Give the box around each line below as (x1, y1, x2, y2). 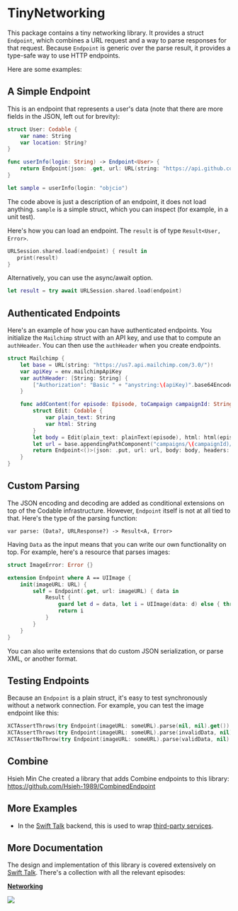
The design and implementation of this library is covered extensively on (7, 861, 216, 869)
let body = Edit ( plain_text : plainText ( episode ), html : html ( (33, 434, 220, 441)
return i (57, 607, 84, 614)
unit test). (7, 212, 35, 221)
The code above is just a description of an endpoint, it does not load (7, 197, 207, 206)
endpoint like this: (7, 709, 59, 718)
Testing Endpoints (7, 674, 90, 687)
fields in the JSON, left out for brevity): (7, 112, 120, 120)
